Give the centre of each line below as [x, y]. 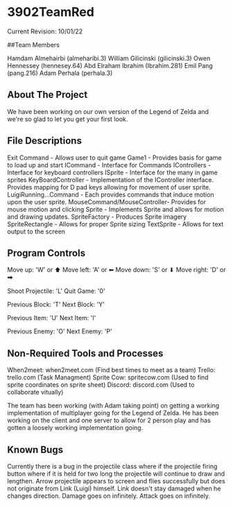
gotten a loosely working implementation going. [75, 428]
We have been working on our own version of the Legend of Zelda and [108, 111]
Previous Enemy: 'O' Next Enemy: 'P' [60, 331]
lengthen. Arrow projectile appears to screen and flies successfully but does [116, 481]
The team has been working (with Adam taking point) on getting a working [113, 406]
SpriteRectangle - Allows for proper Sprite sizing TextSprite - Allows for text [115, 224]
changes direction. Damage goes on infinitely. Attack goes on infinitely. [109, 496]
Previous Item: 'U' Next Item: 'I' [52, 318]
